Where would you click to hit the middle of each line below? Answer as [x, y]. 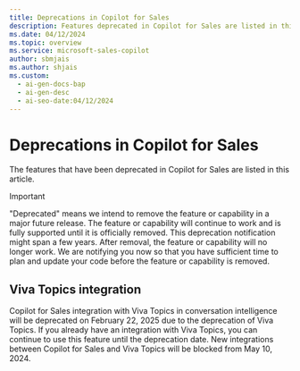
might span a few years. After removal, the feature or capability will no [138, 242]
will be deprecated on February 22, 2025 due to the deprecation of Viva [142, 320]
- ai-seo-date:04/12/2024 [66, 101]
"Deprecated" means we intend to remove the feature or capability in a [139, 214]
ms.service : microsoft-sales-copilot [79, 51]
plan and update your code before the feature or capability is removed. [140, 261]
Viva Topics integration [75, 289]
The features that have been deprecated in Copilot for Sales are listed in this [150, 170]
